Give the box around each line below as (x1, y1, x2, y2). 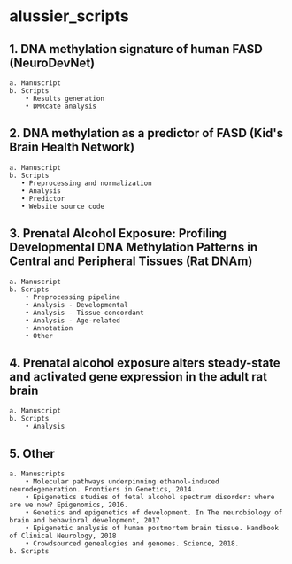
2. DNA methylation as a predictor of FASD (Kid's (9, 126, 284, 141)
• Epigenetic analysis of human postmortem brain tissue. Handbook (25, 524, 279, 533)
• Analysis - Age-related (25, 316, 121, 325)
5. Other (9, 445, 55, 461)
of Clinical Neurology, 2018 (9, 531, 117, 541)
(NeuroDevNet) (9, 55, 96, 70)
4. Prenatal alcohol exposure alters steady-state (9, 356, 280, 371)
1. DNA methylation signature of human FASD (9, 42, 263, 57)
